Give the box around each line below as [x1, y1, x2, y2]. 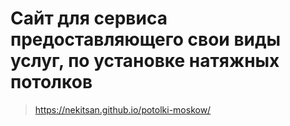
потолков [10, 71, 93, 94]
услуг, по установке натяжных [10, 50, 280, 72]
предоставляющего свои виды [10, 28, 282, 51]
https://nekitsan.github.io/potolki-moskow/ [34, 103, 212, 116]
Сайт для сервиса [10, 7, 168, 30]
